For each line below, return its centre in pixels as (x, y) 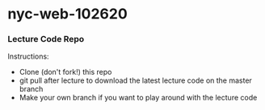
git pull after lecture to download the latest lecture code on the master (135, 80)
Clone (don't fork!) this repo (65, 72)
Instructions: (28, 56)
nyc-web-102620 (68, 14)
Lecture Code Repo (46, 39)
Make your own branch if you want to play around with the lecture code (138, 98)
